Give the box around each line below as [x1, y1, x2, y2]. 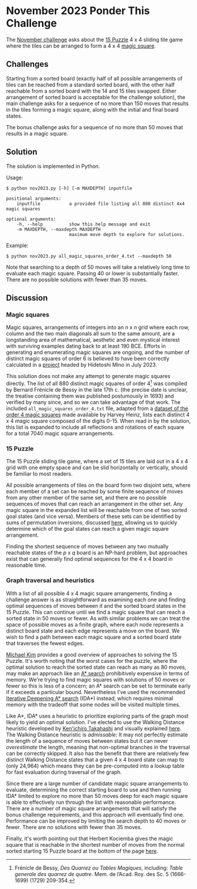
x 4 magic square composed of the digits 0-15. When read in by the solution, [6, 417, 191, 424]
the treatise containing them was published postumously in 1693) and [6, 392, 174, 399]
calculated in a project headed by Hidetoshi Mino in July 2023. [6, 361, 157, 368]
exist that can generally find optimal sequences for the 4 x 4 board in [6, 555, 173, 563]
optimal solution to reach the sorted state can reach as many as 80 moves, [6, 664, 186, 671]
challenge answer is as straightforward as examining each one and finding [6, 596, 186, 603]
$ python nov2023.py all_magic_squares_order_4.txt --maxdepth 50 [6, 253, 172, 259]
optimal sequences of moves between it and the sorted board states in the [6, 602, 186, 609]
